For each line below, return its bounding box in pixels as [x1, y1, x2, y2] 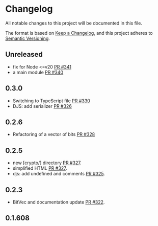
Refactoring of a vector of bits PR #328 [12, 131, 95, 138]
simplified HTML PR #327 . [12, 165, 67, 171]
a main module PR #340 [12, 69, 64, 75]
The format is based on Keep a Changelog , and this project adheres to [5, 30, 153, 36]
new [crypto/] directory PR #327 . [12, 160, 82, 166]
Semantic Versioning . [5, 35, 50, 41]
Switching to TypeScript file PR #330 [12, 98, 90, 104]
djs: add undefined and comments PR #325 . [12, 171, 106, 177]
